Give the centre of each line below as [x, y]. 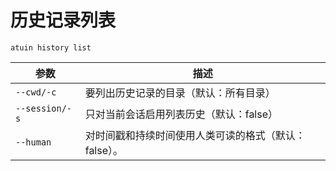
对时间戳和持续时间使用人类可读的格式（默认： [195, 135]
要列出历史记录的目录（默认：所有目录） [180, 93]
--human [33, 142]
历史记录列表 [63, 20]
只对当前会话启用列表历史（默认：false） [181, 114]
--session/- [44, 108]
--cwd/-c [36, 92]
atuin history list [51, 47]
